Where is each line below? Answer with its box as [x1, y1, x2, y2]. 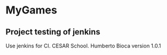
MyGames [5, 4, 58, 17]
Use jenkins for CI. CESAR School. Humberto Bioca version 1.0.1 [5, 42, 161, 49]
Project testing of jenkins [5, 27, 100, 37]
